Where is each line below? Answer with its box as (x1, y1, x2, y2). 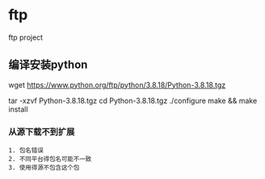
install (8, 104, 28, 114)
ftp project (8, 32, 43, 42)
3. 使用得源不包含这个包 (8, 164, 80, 172)
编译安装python (8, 58, 88, 72)
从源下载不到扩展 (8, 126, 75, 137)
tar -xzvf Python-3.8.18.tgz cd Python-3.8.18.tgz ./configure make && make (8, 96, 258, 105)
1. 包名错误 (8, 147, 44, 155)
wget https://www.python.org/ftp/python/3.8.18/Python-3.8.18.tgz (8, 79, 226, 90)
